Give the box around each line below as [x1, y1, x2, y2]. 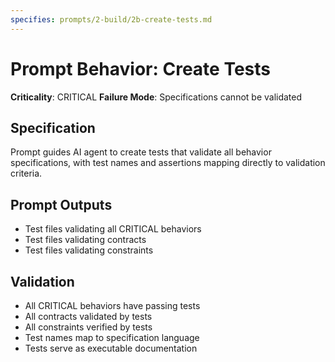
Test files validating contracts [24, 234, 147, 246]
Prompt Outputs [10, 196, 113, 213]
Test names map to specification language [24, 332, 200, 343]
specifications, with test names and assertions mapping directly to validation [10, 157, 326, 169]
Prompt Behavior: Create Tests [10, 57, 271, 80]
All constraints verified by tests [24, 321, 153, 333]
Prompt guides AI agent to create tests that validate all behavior [10, 146, 272, 158]
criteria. [10, 167, 43, 180]
